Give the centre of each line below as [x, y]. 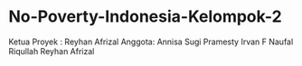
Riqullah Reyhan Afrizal [52, 51]
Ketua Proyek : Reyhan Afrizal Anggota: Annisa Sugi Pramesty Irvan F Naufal [151, 42]
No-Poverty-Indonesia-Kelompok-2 [145, 17]
